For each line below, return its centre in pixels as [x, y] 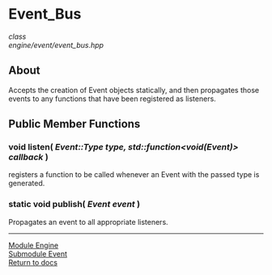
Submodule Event [38, 254]
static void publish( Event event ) [74, 205]
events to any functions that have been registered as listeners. [112, 99]
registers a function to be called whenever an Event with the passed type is [134, 175]
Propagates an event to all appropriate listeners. [88, 222]
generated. [27, 184]
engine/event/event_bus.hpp [56, 44]
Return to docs [33, 262]
